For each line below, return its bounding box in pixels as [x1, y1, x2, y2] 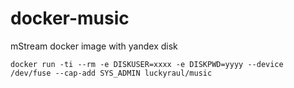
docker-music [10, 7, 130, 30]
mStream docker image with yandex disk [10, 40, 178, 52]
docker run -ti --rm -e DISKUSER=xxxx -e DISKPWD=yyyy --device [10, 59, 284, 69]
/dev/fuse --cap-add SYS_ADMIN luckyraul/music [10, 68, 213, 78]
